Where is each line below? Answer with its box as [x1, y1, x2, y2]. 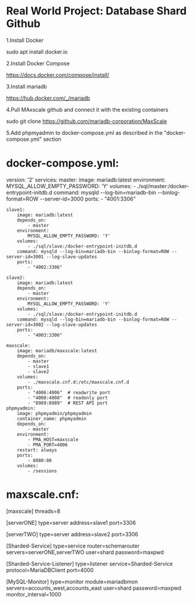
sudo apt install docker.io [6, 48, 68, 55]
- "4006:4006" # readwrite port [27, 389, 111, 395]
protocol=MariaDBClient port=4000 [6, 566, 94, 574]
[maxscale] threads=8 [6, 507, 61, 515]
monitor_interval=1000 [6, 590, 61, 598]
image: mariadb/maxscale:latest [17, 347, 97, 353]
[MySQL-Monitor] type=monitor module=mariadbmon [6, 578, 138, 585]
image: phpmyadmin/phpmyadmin [17, 410, 92, 416]
